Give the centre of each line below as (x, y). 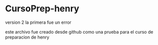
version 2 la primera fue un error (38, 22)
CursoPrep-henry (42, 9)
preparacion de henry (27, 37)
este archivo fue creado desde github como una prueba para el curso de (79, 32)
